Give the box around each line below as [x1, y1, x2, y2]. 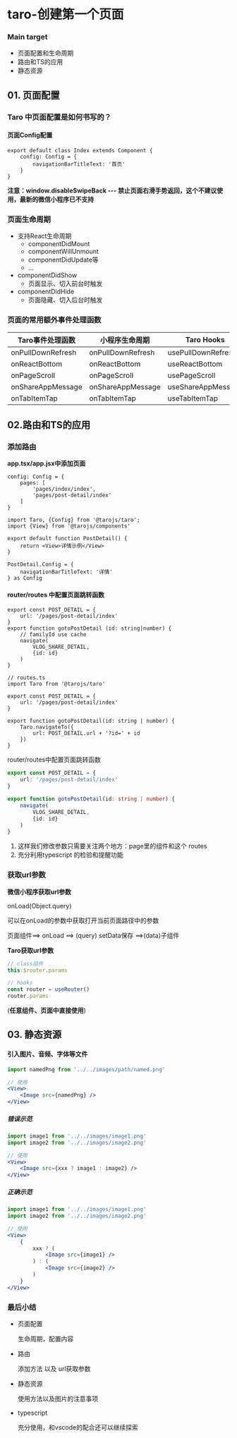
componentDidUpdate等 [28, 255, 99, 264]
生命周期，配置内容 [17, 1334, 74, 1343]
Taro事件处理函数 [17, 335, 76, 345]
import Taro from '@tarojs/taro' [7, 681, 106, 688]
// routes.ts [7, 674, 46, 681]
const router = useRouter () [7, 986, 90, 993]
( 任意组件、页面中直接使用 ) [7, 1006, 87, 1015]
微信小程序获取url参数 [7, 887, 72, 896]
